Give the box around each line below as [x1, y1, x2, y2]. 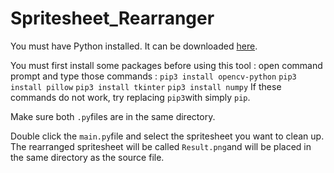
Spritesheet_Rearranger [10, 7, 215, 30]
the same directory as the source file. [10, 151, 165, 163]
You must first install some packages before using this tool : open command [10, 59, 323, 71]
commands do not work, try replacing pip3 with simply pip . [10, 91, 251, 103]
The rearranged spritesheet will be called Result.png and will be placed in [10, 140, 312, 152]
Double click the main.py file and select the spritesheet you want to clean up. [10, 130, 325, 142]
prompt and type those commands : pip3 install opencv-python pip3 [10, 70, 297, 82]
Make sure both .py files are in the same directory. [10, 110, 216, 122]
